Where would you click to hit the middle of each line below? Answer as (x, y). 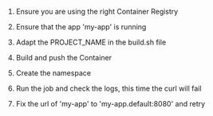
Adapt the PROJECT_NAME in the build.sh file (91, 42)
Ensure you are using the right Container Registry (97, 12)
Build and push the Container (64, 58)
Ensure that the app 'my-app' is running (81, 27)
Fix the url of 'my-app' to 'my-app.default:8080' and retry (110, 104)
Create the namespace (53, 73)
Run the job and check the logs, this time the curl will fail (108, 88)
